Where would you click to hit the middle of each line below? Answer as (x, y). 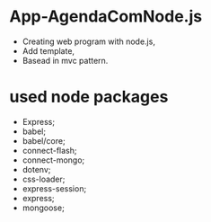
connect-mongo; (53, 160)
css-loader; (44, 179)
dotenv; (36, 169)
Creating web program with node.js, (88, 41)
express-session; (54, 188)
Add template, (48, 50)
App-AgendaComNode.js (106, 17)
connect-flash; (49, 150)
